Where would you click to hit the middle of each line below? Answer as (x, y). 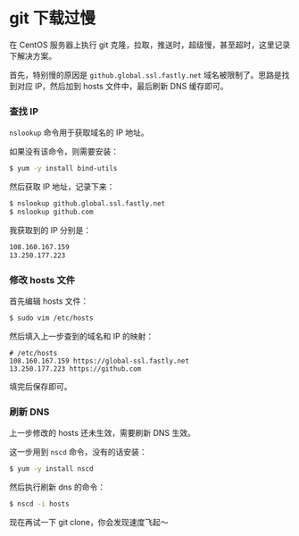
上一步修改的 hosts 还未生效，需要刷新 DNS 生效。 (103, 433)
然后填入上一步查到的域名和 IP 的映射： (82, 336)
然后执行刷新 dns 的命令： (58, 487)
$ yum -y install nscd (51, 469)
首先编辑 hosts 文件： (49, 301)
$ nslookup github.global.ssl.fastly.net (87, 204)
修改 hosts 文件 (42, 280)
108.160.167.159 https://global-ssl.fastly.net (100, 361)
